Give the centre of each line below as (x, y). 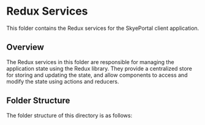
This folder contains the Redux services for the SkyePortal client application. (103, 28)
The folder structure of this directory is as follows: (69, 115)
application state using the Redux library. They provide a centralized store (99, 68)
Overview (25, 47)
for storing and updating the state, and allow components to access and (97, 75)
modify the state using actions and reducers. (63, 81)
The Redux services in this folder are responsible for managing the (90, 62)
